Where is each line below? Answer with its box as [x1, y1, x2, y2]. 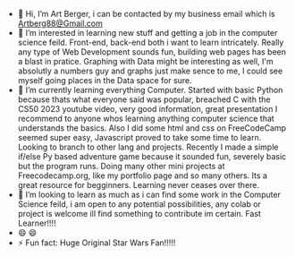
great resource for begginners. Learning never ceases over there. [17, 180, 260, 190]
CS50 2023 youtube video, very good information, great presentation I [17, 104, 278, 114]
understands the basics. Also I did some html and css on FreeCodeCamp [17, 123, 287, 133]
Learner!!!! [17, 218, 56, 228]
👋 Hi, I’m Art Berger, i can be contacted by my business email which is [17, 9, 275, 19]
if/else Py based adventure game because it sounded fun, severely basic [17, 151, 287, 161]
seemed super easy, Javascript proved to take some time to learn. [17, 133, 262, 142]
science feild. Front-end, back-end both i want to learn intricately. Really [17, 37, 284, 47]
